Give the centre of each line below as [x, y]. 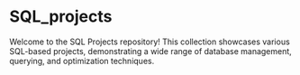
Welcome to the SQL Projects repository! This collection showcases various [150, 42]
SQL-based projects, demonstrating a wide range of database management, [151, 51]
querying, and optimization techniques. [82, 61]
